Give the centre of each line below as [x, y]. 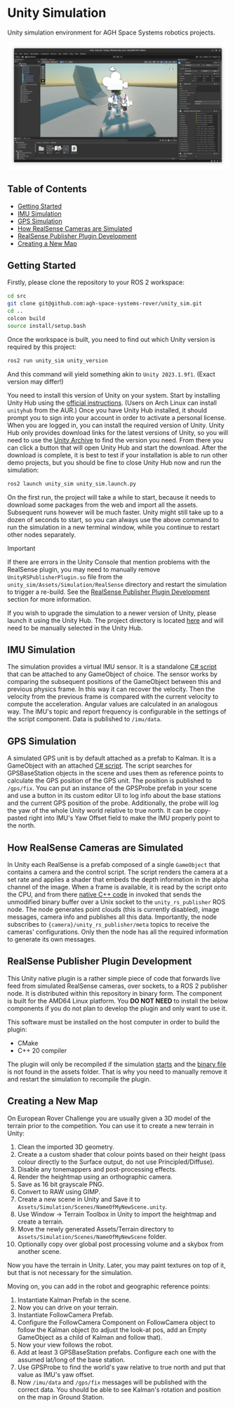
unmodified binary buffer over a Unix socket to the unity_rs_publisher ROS [116, 902]
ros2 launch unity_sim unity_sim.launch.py [72, 483]
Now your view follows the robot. [65, 1345]
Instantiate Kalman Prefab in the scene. [74, 1300]
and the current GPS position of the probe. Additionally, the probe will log [113, 803]
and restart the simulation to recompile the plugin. [79, 1079]
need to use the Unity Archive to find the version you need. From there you [115, 440]
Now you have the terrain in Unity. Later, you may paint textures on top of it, [116, 1265]
